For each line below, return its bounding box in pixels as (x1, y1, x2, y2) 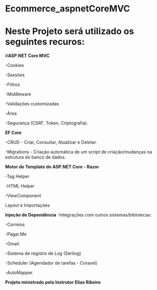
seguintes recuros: (5, 36, 85, 48)
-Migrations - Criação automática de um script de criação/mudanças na (5, 149, 153, 155)
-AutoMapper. (5, 270, 34, 276)
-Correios (5, 221, 25, 227)
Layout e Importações (5, 202, 50, 209)
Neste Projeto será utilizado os (5, 26, 134, 37)
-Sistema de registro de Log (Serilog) (5, 250, 81, 256)
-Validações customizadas (5, 101, 60, 107)
